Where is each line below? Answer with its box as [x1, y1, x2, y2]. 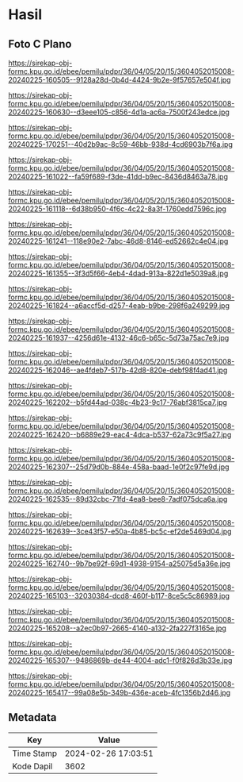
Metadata [8, 711, 57, 724]
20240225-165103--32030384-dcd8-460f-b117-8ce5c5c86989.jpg [8, 591, 230, 600]
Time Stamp [12, 748, 58, 759]
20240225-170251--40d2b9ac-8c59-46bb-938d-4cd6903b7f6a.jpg [8, 140, 234, 148]
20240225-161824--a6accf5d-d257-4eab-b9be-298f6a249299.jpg [8, 301, 230, 310]
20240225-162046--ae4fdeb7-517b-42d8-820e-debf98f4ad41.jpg [8, 365, 228, 375]
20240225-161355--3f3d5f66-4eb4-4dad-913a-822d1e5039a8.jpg [8, 268, 229, 278]
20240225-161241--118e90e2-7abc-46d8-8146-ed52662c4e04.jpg [8, 237, 229, 245]
